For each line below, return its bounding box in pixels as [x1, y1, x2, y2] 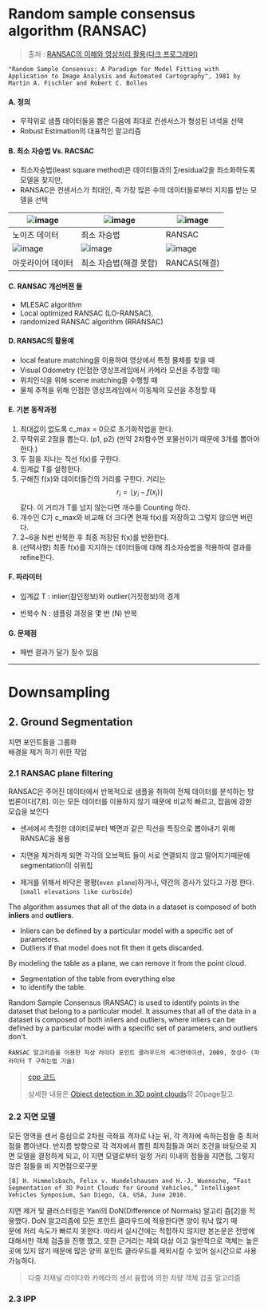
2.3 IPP [8, 1293, 37, 1304]
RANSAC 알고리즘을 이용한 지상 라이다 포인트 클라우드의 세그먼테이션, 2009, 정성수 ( [8, 1049, 254, 1057]
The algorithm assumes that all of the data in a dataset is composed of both [8, 902, 257, 911]
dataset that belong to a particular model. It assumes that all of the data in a [8, 1006, 257, 1016]
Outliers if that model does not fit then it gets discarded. [19, 943, 204, 953]
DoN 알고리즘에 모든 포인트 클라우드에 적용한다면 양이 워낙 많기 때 [31, 1216, 238, 1225]
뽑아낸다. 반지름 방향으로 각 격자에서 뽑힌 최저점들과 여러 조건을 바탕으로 [22, 1141, 249, 1150]
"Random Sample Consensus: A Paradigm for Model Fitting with [8, 65, 219, 73]
